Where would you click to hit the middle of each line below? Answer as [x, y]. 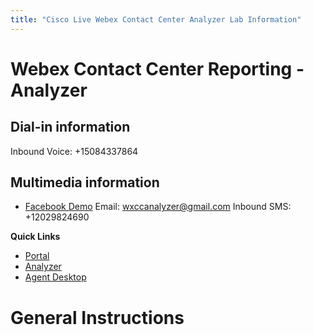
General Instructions [97, 317]
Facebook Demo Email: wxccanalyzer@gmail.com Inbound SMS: [158, 207]
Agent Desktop [55, 277]
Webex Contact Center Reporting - [157, 68]
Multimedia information [85, 182]
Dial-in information [70, 127]
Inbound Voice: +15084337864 [74, 151]
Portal [37, 256]
